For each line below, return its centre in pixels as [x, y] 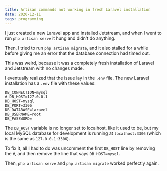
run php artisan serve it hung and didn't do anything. [60, 38]
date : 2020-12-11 [23, 14]
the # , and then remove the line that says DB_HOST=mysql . [63, 154]
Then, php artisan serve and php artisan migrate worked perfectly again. [82, 163]
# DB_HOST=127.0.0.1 [27, 97]
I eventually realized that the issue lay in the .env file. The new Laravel [77, 78]
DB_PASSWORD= [19, 119]
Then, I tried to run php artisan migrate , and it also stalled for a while [77, 48]
